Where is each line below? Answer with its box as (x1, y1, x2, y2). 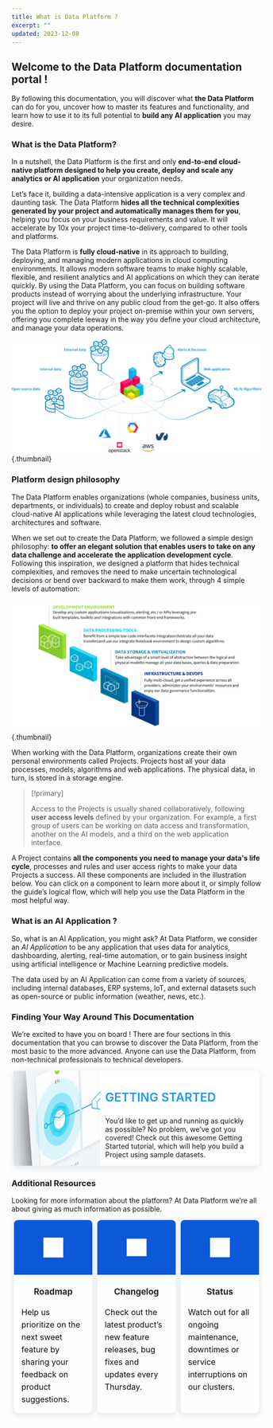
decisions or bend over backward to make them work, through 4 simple (11, 575, 245, 585)
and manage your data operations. (11, 323, 125, 333)
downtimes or (188, 1344, 240, 1355)
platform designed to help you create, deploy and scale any (33, 166, 234, 175)
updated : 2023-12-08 (11, 29, 80, 37)
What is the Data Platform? (11, 139, 117, 151)
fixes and (105, 1356, 140, 1367)
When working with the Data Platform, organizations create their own (11, 748, 237, 757)
